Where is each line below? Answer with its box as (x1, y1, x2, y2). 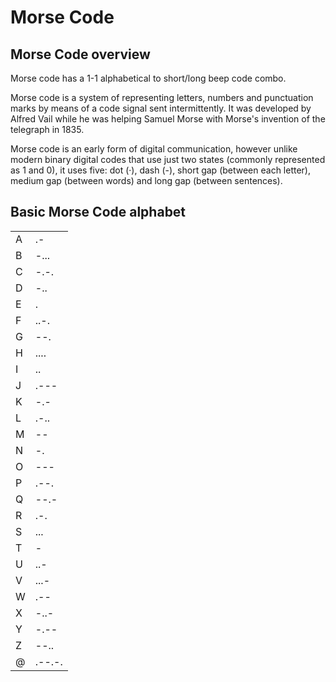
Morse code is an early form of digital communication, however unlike (10, 143, 298, 155)
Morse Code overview (10, 46, 151, 63)
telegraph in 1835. (10, 124, 85, 135)
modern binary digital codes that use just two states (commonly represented (10, 154, 326, 165)
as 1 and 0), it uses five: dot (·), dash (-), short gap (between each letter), (10, 164, 312, 176)
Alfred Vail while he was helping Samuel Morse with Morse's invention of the (10, 113, 326, 125)
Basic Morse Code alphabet (10, 204, 187, 221)
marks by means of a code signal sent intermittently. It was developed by (10, 102, 312, 114)
